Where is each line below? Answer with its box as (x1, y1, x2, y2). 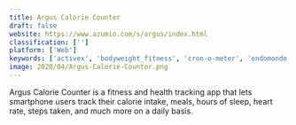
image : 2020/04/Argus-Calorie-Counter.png (9, 63, 168, 72)
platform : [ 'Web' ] (9, 46, 77, 55)
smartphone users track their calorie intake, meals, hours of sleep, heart (9, 96, 273, 106)
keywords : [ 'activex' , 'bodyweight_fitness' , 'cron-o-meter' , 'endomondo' (9, 54, 292, 63)
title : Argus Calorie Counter (9, 12, 121, 22)
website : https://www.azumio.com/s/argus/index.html (9, 29, 208, 38)
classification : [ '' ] (9, 37, 90, 47)
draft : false (9, 21, 58, 30)
